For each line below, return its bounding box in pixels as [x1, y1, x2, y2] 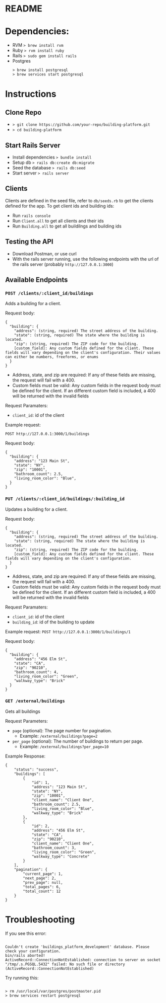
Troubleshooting [5, 914, 75, 926]
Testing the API [5, 237, 54, 246]
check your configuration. [5, 948, 61, 954]
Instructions [5, 88, 56, 100]
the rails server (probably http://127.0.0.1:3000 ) [12, 261, 113, 267]
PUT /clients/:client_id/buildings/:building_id [5, 496, 125, 502]
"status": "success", [14, 767, 58, 772]
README [5, 3, 43, 14]
